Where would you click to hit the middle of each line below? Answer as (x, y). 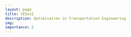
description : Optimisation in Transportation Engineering (65, 18)
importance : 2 (20, 27)
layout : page (18, 9)
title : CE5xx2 (20, 14)
